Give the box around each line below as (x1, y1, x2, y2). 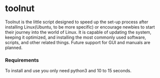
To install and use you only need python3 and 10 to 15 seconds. (5, 68, 132, 74)
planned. (5, 45, 23, 50)
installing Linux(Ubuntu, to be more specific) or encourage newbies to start (5, 24, 155, 30)
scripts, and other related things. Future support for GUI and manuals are (5, 39, 151, 45)
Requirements (5, 57, 39, 63)
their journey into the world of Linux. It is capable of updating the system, (5, 29, 152, 35)
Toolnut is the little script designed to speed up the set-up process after (5, 19, 149, 25)
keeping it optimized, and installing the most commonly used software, (5, 34, 146, 40)
